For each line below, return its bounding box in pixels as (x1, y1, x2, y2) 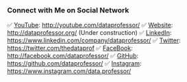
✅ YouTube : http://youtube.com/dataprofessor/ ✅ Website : (7, 21, 173, 29)
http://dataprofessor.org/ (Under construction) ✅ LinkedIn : (7, 29, 172, 37)
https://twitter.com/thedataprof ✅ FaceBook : (7, 44, 133, 53)
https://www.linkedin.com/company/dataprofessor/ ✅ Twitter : (7, 36, 182, 44)
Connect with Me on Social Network (7, 5, 129, 15)
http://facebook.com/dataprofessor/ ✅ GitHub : (7, 52, 139, 60)
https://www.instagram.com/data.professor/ (7, 67, 132, 75)
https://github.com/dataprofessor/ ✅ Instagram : (7, 59, 142, 68)
